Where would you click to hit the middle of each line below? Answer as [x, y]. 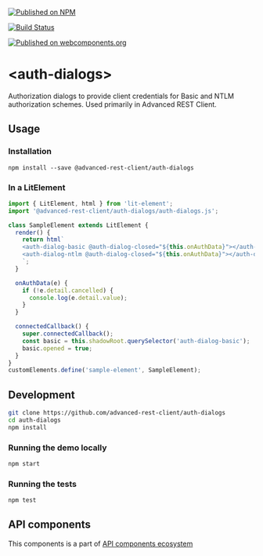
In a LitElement [37, 187]
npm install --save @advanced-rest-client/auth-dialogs [101, 168]
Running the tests [42, 484]
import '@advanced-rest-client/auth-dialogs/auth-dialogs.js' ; [113, 211]
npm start [24, 464]
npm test [22, 500]
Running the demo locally [58, 448]
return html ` [43, 240]
